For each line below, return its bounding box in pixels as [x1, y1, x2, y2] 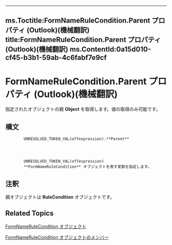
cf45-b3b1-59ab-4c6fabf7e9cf [5, 53, 107, 62]
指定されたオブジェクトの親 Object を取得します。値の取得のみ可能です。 [5, 106, 161, 113]
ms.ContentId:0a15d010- [70, 45, 151, 54]
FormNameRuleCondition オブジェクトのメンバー [5, 234, 109, 240]
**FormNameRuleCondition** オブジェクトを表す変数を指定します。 [24, 164, 152, 169]
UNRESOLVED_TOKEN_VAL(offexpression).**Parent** [24, 137, 130, 142]
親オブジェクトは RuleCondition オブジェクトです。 [5, 194, 115, 200]
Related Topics [5, 209, 54, 218]
